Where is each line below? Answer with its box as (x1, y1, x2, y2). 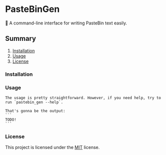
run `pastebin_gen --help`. (5, 100, 64, 105)
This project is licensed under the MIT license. (5, 145, 100, 151)
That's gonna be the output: (5, 108, 66, 113)
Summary (5, 34, 36, 43)
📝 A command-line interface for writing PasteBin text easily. (5, 20, 127, 26)
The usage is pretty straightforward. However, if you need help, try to (5, 95, 162, 100)
